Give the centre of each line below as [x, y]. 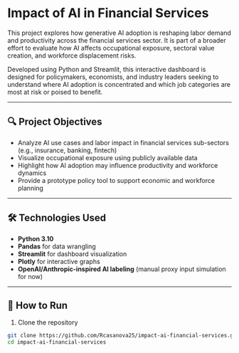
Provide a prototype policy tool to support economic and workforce [116, 180]
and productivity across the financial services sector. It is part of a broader [117, 40]
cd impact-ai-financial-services [57, 342]
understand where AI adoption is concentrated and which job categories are [119, 84]
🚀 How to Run [38, 305]
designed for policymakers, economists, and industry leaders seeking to [113, 77]
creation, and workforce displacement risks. [72, 56]
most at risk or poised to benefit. [55, 92]
